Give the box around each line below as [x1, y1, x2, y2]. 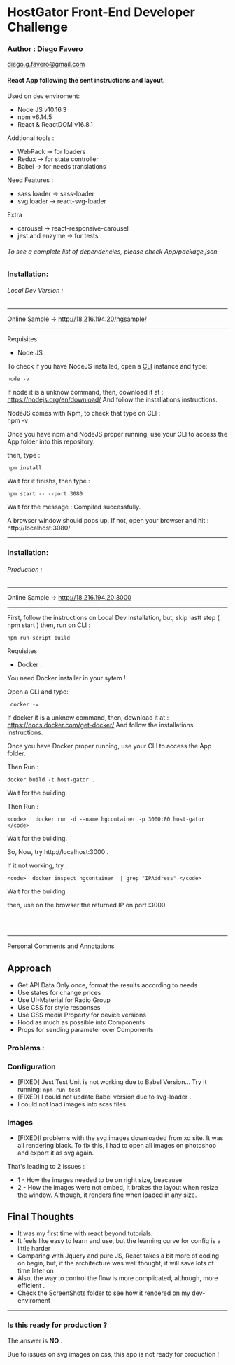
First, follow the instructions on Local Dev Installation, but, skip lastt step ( [7, 614, 220, 622]
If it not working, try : [7, 861, 68, 870]
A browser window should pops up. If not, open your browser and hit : [7, 516, 209, 525]
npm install [7, 465, 42, 472]
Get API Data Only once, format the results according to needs [17, 981, 198, 989]
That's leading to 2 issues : [7, 1162, 85, 1170]
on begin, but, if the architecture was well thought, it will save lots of [17, 1259, 215, 1268]
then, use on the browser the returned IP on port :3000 [7, 901, 166, 910]
